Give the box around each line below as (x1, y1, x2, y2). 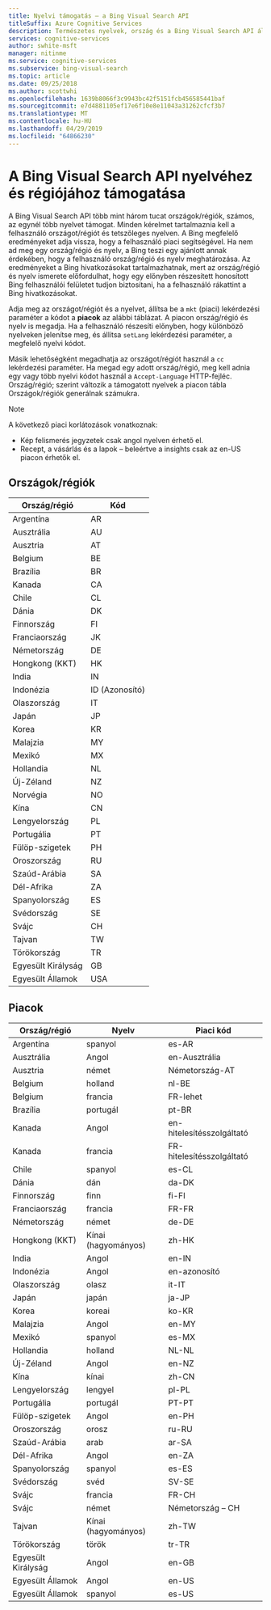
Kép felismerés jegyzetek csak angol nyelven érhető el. (19, 435, 204, 445)
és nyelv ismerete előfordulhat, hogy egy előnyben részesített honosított (8, 271, 248, 281)
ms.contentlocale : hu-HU (8, 117, 92, 125)
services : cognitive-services (8, 34, 110, 43)
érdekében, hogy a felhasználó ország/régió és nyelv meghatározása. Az (8, 254, 252, 264)
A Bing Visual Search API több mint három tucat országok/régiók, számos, (8, 211, 255, 221)
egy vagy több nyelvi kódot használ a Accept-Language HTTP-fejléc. (8, 371, 232, 381)
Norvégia (12, 789, 48, 801)
